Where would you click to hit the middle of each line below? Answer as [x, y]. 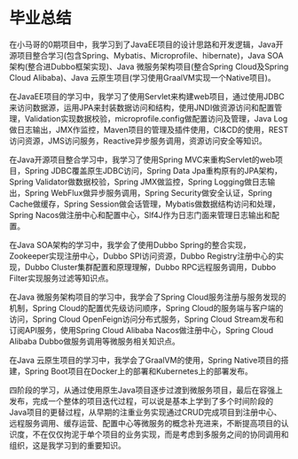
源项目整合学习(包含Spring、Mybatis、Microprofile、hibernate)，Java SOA [146, 55]
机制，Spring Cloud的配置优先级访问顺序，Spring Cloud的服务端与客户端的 [146, 307]
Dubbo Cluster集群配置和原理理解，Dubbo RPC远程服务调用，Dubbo [150, 267]
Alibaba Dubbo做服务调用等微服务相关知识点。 [94, 341]
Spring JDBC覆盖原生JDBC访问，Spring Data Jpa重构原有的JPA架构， [153, 170]
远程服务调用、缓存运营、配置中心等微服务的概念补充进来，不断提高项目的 [145, 423]
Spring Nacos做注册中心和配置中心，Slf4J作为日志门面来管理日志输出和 [141, 214]
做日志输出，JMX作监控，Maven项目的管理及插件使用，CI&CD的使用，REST [149, 129]
